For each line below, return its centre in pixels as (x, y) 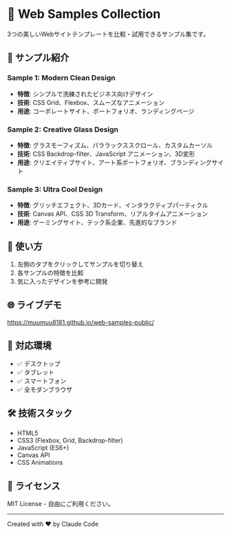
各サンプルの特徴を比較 (50, 273)
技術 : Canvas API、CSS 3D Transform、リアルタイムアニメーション (112, 214)
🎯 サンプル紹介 (38, 58)
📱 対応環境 (29, 346)
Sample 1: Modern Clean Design (61, 78)
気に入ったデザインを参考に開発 (62, 281)
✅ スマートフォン (42, 381)
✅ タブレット (36, 372)
